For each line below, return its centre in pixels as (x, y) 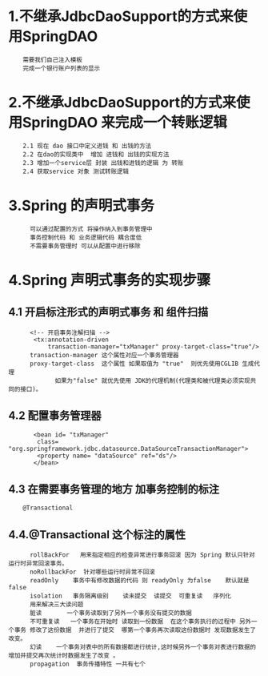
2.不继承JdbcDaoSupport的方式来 (122, 103)
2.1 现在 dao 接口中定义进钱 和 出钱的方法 (87, 146)
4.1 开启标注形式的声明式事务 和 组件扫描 (108, 312)
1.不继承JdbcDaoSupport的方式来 (121, 16)
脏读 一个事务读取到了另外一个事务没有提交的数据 (110, 614)
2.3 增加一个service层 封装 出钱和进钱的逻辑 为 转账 (103, 163)
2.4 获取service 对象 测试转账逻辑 (76, 171)
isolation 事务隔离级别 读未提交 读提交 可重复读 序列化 (130, 596)
